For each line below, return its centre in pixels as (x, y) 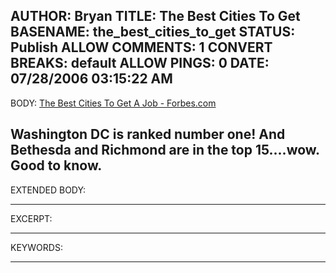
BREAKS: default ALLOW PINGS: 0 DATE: (140, 63)
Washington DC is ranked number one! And (148, 134)
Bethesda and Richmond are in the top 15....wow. (165, 150)
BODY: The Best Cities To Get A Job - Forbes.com (113, 103)
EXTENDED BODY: (48, 190)
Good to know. (56, 165)
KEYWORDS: (36, 247)
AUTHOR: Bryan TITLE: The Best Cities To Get (155, 16)
